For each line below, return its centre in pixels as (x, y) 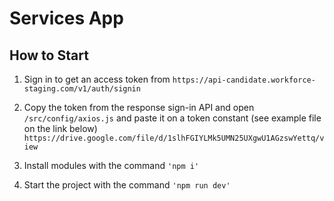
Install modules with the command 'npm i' (111, 165)
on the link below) (60, 128)
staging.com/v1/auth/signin (82, 89)
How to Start (49, 55)
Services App (66, 18)
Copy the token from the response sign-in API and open (139, 107)
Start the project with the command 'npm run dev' (127, 185)
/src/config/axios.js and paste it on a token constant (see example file (172, 118)
